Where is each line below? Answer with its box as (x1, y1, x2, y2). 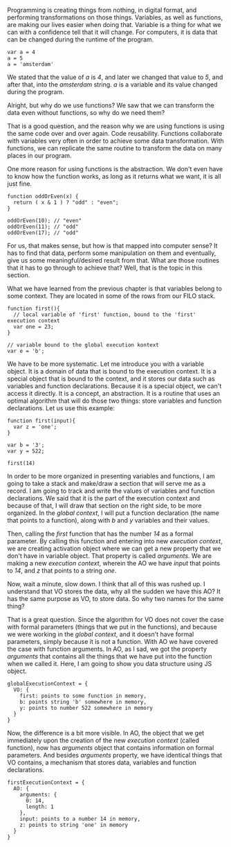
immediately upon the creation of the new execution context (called (7, 736, 199, 744)
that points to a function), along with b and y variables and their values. (7, 516, 210, 524)
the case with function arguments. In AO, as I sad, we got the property (7, 645, 207, 653)
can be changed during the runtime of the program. (7, 35, 154, 44)
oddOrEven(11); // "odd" (7, 223, 79, 230)
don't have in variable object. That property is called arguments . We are (7, 552, 212, 560)
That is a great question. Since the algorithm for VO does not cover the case (7, 615, 224, 623)
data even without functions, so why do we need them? (7, 109, 165, 116)
